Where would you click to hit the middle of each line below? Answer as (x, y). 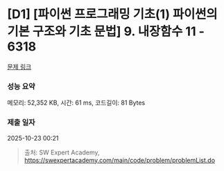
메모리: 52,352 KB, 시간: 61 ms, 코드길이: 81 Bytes (76, 103)
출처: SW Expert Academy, (62, 152)
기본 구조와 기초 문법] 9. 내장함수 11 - (106, 31)
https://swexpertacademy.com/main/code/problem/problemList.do (120, 160)
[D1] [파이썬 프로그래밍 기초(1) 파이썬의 (112, 14)
